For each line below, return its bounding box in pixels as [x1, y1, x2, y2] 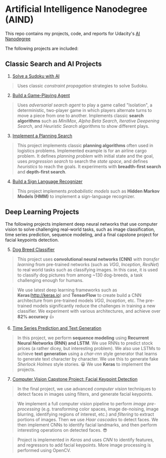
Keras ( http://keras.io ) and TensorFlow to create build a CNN [17, 292, 142, 298]
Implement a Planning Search [12, 133, 73, 139]
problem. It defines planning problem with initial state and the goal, [17, 153, 154, 159]
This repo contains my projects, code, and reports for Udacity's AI [5, 30, 140, 36]
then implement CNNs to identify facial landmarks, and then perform [17, 422, 157, 428]
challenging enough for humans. [17, 277, 84, 283]
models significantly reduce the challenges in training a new [33, 302, 156, 309]
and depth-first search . [17, 169, 67, 175]
